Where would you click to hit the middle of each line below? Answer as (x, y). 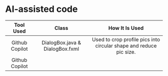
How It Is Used (126, 28)
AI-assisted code (41, 9)
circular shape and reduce (126, 46)
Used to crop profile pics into (126, 39)
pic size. (126, 52)
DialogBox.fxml (61, 49)
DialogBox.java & (61, 42)
